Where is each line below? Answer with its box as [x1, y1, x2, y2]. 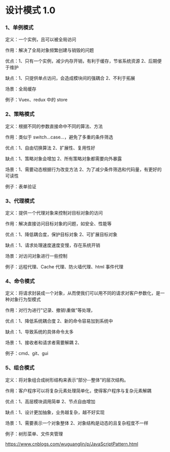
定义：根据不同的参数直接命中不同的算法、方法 [5, 123, 103, 129]
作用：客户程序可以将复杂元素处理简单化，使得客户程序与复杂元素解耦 [5, 388, 152, 394]
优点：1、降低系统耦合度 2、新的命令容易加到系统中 [5, 318, 113, 324]
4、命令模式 [5, 277, 35, 285]
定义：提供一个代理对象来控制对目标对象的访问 [5, 210, 103, 216]
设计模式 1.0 [5, 5, 56, 16]
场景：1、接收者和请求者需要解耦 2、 [5, 339, 82, 345]
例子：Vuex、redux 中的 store [5, 97, 68, 103]
